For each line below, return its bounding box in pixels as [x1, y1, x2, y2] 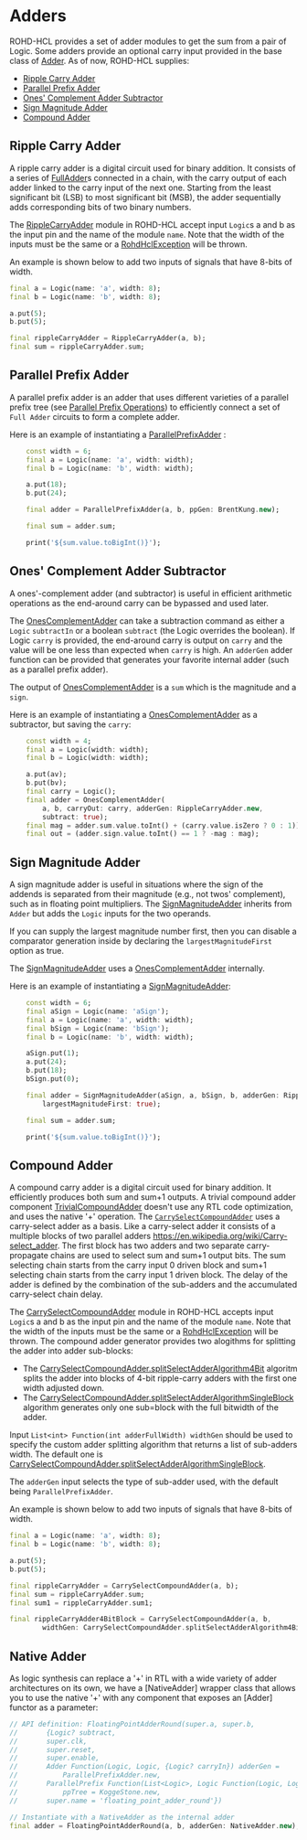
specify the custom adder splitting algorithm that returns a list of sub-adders [9, 1439, 298, 1450]
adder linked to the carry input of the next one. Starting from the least [9, 182, 271, 193]
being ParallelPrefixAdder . [9, 1486, 113, 1497]
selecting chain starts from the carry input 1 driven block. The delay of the [9, 1269, 288, 1280]
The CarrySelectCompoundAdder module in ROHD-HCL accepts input [9, 1307, 274, 1318]
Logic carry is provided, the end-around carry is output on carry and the [9, 635, 283, 646]
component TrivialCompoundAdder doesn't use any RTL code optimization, [9, 1202, 294, 1213]
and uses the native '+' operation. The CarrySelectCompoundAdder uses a [9, 1211, 281, 1222]
